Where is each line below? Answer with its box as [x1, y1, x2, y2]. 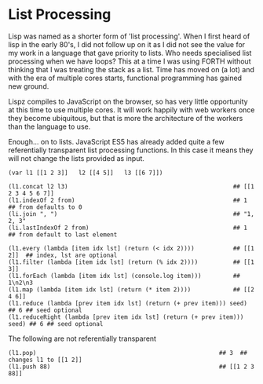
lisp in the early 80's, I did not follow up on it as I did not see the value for [8, 39, 246, 49]
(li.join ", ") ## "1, [8, 210, 255, 218]
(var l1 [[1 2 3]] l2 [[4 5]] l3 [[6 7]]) [8, 169, 163, 177]
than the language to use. [8, 122, 91, 131]
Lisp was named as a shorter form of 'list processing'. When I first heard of [8, 31, 250, 41]
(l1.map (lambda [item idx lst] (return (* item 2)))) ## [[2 [8, 285, 255, 294]
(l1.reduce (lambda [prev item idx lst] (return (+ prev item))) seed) [8, 299, 247, 307]
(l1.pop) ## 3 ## [8, 349, 247, 357]
